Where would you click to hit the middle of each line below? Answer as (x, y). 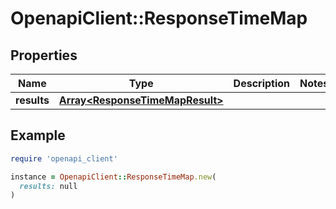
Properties (44, 55)
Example (38, 135)
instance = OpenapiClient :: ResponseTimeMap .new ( (113, 177)
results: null (48, 186)
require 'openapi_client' (64, 158)
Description (262, 83)
